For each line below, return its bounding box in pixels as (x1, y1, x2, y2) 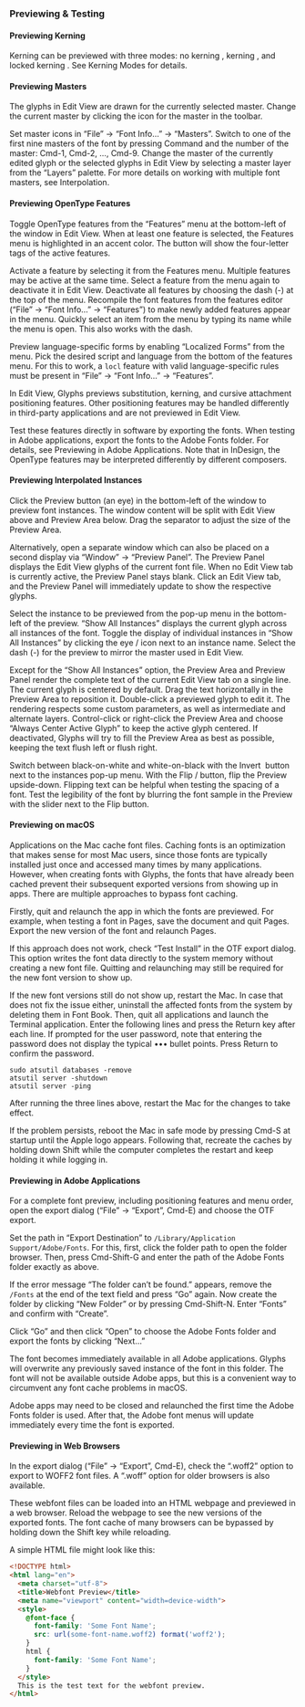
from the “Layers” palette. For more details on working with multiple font (9, 167, 280, 178)
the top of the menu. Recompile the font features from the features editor (9, 294, 284, 305)
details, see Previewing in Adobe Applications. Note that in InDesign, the (9, 444, 280, 455)
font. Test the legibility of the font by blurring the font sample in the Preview (9, 789, 293, 800)
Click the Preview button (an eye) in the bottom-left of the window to (9, 495, 267, 506)
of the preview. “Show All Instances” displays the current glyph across (23, 617, 288, 628)
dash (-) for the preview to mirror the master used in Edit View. (9, 646, 244, 657)
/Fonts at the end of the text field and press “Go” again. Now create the (9, 1289, 278, 1300)
